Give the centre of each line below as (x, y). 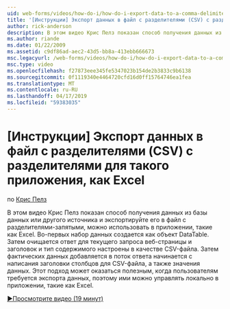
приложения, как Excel (76, 181)
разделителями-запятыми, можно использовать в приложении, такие (110, 227)
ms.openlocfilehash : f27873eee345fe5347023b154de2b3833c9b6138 (99, 71)
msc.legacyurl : (29, 58)
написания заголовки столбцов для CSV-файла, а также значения (104, 263)
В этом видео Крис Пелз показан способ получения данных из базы (107, 212)
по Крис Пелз (27, 199)
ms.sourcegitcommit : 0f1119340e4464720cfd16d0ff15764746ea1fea (99, 77)
